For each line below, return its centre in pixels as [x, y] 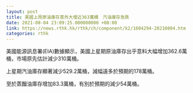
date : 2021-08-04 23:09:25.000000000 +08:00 [62, 23]
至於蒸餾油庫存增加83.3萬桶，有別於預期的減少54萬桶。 [74, 84]
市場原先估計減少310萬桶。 [49, 59]
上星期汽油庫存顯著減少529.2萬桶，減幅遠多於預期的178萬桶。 [82, 71]
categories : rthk [27, 34]
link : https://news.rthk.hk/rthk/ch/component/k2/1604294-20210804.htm [96, 28]
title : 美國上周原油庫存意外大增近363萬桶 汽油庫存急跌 [68, 17]
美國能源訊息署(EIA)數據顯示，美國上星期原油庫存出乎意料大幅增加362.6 [94, 52]
